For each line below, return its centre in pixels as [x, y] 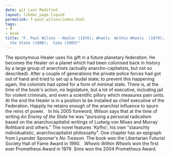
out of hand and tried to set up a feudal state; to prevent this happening [80, 79]
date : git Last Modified [31, 10]
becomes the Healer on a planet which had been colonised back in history [83, 63]
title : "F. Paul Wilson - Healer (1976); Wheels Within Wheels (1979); [85, 38]
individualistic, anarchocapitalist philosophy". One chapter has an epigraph [83, 133]
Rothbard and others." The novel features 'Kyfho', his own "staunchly [77, 127]
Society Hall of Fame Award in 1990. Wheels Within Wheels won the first [82, 143]
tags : [11, 24]
